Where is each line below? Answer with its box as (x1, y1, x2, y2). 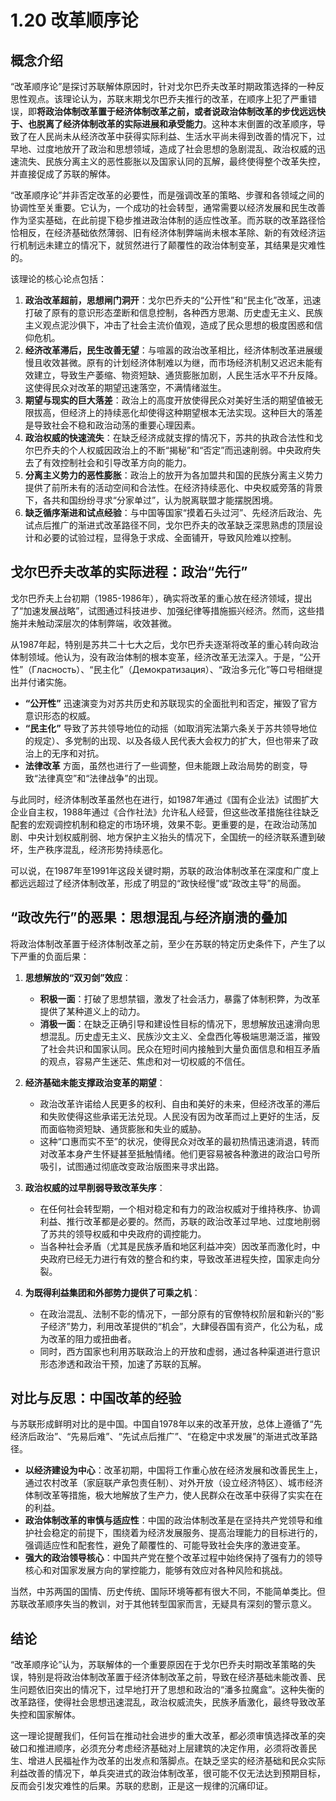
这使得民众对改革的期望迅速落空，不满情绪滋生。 (24, 382, 227, 393)
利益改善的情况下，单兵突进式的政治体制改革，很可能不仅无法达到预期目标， (10, 1767, 326, 1780)
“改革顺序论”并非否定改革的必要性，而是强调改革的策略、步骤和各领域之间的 (10, 189, 325, 201)
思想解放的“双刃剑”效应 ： (24, 971, 132, 983)
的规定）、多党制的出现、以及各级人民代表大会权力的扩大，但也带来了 (24, 734, 310, 746)
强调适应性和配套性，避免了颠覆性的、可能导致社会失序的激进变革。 (24, 1539, 306, 1551)
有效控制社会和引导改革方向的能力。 (42, 457, 192, 468)
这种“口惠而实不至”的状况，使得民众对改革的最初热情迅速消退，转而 (39, 1135, 320, 1147)
